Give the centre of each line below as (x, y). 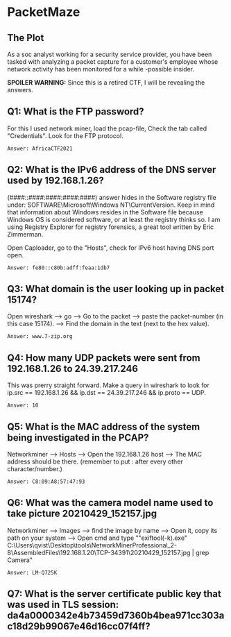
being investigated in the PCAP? (78, 438)
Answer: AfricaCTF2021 (40, 148)
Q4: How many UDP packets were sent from (104, 358)
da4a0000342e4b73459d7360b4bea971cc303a (116, 616)
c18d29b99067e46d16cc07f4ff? (79, 626)
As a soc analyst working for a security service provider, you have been (110, 54)
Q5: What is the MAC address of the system (104, 426)
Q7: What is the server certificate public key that (114, 594)
